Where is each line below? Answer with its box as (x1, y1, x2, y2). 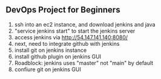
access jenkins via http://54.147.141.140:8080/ (14, 33, 128, 41)
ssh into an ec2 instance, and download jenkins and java (14, 21, 156, 28)
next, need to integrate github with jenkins (14, 40, 120, 47)
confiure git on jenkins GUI (14, 66, 81, 73)
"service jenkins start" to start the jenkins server (14, 27, 136, 34)
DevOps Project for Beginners (5, 5, 120, 15)
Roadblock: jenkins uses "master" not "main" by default (14, 59, 154, 66)
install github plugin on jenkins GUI (14, 52, 101, 60)
